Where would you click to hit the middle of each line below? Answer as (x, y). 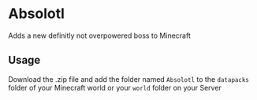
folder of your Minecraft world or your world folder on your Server (115, 87)
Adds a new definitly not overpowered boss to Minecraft (100, 35)
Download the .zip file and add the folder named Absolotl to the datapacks (129, 79)
